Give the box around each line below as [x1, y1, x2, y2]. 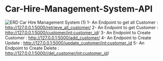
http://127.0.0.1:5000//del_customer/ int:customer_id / [5, 50, 109, 56]
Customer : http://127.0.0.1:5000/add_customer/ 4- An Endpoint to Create [5, 35, 152, 41]
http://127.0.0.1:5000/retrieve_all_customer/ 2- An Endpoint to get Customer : [5, 24, 159, 30]
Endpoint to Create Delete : [5, 45, 59, 51]
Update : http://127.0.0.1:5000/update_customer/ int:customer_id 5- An [5, 40, 145, 46]
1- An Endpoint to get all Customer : [87, 19, 158, 25]
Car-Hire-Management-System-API [5, 3, 153, 15]
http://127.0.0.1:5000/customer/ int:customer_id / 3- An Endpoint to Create [5, 30, 151, 35]
